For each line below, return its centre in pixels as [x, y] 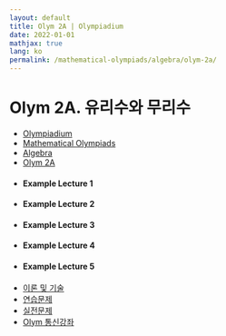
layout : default [40, 18]
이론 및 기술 [44, 288]
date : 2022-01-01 [42, 35]
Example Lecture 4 [59, 245]
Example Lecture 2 [59, 204]
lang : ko [26, 52]
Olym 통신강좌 [48, 321]
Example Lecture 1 [58, 183]
